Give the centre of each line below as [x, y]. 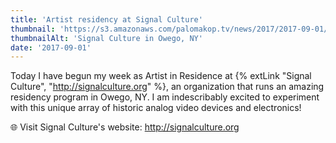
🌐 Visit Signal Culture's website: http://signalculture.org [125, 127]
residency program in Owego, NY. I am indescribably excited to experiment [165, 97]
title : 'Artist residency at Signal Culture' [106, 19]
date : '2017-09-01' [51, 47]
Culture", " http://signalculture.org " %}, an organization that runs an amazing [167, 87]
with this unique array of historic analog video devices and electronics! [156, 108]
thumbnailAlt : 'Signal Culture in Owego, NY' [106, 38]
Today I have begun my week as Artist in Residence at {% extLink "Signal [161, 76]
